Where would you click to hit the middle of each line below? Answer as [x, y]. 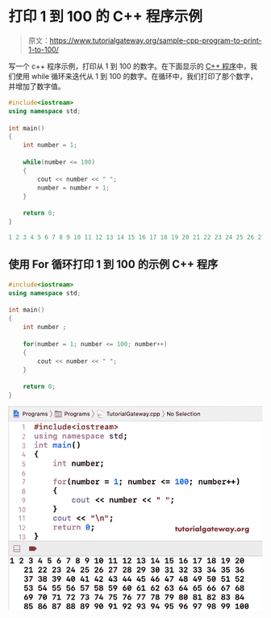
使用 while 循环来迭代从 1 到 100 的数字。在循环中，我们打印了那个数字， [136, 76]
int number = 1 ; [50, 145]
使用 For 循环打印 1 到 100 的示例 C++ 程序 [113, 264]
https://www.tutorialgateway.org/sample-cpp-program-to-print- [156, 40]
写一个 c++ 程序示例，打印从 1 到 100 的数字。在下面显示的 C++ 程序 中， [129, 66]
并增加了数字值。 [37, 86]
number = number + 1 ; [74, 188]
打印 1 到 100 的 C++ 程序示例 [106, 17]
